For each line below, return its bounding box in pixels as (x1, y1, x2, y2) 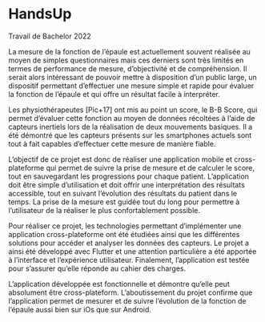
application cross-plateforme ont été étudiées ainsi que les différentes (8, 229, 240, 239)
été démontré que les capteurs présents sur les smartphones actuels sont (8, 130, 252, 140)
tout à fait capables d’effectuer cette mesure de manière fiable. (8, 139, 216, 148)
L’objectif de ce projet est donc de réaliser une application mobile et (8, 154, 233, 164)
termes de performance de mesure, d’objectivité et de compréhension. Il (8, 63, 247, 73)
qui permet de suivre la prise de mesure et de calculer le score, (46, 163, 255, 172)
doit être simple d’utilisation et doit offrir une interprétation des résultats (8, 179, 246, 189)
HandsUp (8, 5, 72, 23)
